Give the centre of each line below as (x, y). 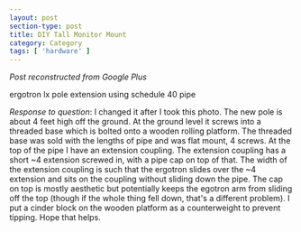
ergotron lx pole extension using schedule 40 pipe (103, 95)
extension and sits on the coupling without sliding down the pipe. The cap (146, 179)
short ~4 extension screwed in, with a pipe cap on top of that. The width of (148, 160)
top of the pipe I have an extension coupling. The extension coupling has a (148, 151)
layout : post (34, 18)
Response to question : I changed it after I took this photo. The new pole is (146, 112)
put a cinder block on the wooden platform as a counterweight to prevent (145, 208)
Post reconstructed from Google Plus (78, 77)
